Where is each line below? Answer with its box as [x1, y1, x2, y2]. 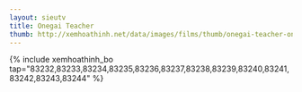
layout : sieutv [9, 13, 67, 22]
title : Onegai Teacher [9, 21, 94, 30]
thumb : [9, 29, 34, 38]
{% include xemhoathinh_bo [9, 54, 114, 65]
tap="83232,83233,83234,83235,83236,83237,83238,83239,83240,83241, [9, 63, 289, 74]
